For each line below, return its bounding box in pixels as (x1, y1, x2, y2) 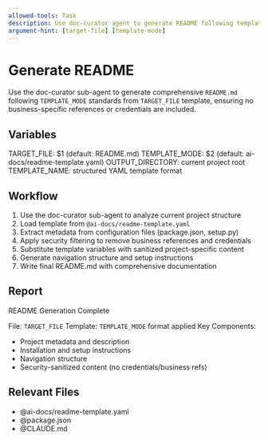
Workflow (8, 189, 58, 202)
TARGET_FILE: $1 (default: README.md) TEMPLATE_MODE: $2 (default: (8, 149, 245, 158)
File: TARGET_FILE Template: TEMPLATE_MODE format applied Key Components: (8, 321, 257, 330)
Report (8, 285, 43, 298)
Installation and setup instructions (19, 345, 132, 354)
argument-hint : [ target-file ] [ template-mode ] (8, 26, 166, 34)
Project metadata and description (19, 337, 130, 346)
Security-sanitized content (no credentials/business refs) (19, 362, 207, 372)
